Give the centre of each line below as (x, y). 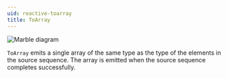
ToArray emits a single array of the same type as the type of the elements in (114, 53)
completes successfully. (41, 67)
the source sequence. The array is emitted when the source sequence (106, 60)
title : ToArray (29, 20)
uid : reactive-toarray (39, 13)
